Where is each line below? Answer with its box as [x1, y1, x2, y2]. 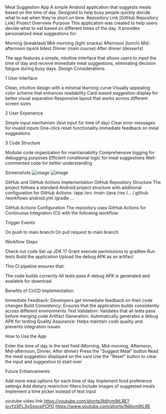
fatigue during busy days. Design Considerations [5, 65, 105, 71]
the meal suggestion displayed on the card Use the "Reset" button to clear [5, 354, 157, 359]
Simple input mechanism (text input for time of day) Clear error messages [5, 120, 156, 125]
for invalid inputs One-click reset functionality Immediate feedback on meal [5, 125, 159, 131]
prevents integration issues [5, 324, 60, 329]
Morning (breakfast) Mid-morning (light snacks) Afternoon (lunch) [5, 40, 140, 46]
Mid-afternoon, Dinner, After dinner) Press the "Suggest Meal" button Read [5, 348, 159, 354]
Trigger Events [5, 220, 35, 225]
